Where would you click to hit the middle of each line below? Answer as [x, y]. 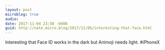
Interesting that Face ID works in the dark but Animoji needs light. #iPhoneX [82, 42]
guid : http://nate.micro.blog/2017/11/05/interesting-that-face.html [79, 28]
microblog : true [22, 14]
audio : [12, 19]
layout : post [19, 10]
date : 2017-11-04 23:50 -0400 [37, 24]
